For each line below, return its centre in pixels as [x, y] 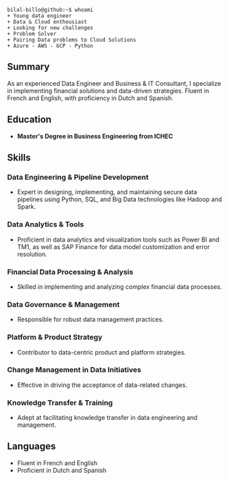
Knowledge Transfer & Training [60, 403]
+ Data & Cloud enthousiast [47, 22]
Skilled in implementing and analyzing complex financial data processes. [120, 286]
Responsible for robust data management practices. [91, 320]
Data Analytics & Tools [46, 224]
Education [29, 120]
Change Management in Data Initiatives [74, 370]
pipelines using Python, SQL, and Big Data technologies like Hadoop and [119, 200]
